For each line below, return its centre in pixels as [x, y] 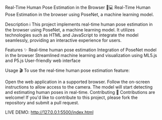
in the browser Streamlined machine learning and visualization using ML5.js [81, 55]
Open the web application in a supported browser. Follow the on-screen [78, 82]
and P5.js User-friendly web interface [43, 60]
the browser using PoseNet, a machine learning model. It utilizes [70, 30]
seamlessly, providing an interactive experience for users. [63, 40]
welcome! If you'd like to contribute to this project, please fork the [71, 97]
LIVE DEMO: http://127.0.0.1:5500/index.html [49, 112]
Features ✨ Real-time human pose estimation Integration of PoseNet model [81, 50]
